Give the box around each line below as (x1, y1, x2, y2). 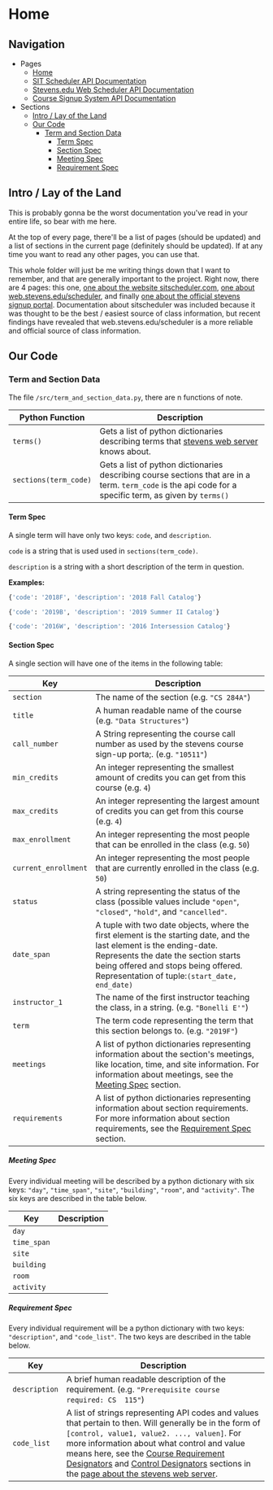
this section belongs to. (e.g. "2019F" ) (95, 1025, 238, 1036)
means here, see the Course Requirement (66, 1448, 225, 1459)
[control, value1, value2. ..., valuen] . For (66, 1427, 242, 1439)
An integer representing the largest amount (95, 795, 260, 806)
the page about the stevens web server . (66, 1468, 218, 1479)
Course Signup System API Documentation (32, 94, 176, 103)
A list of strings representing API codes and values (66, 1407, 259, 1418)
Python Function (19, 412, 85, 423)
